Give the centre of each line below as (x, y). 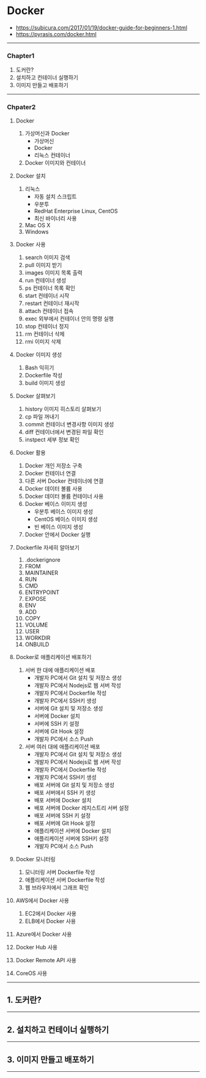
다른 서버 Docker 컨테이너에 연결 (64, 481)
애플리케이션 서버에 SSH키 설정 (72, 838)
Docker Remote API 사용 (46, 960)
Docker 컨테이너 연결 (50, 473)
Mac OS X (38, 225)
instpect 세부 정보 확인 (52, 439)
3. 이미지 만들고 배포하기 (50, 1059)
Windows (37, 232)
